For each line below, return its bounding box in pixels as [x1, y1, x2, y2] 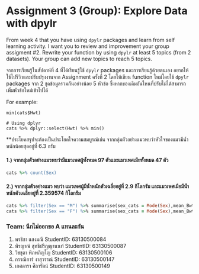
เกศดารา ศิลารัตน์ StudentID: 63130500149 [14, 262, 111, 270]
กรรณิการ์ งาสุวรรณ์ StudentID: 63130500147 [14, 256, 115, 263]
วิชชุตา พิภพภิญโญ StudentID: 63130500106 [14, 249, 113, 256]
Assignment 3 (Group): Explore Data [6, 4, 188, 18]
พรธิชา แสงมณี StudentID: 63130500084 [14, 236, 107, 243]
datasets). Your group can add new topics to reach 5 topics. [6, 55, 153, 62]
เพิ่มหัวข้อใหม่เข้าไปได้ [6, 86, 49, 94]
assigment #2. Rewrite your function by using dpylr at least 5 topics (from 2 [6, 49, 191, 56]
